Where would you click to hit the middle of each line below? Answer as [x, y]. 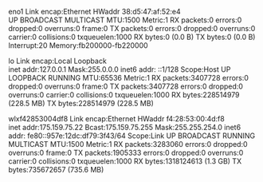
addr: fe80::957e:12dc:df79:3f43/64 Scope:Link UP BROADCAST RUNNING [132, 136]
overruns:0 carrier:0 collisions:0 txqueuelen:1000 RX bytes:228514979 [124, 95]
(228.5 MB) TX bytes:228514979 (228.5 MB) [81, 103]
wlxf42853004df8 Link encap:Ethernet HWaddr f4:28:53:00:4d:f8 [116, 119]
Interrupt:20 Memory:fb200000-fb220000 [79, 45]
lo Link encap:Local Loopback [58, 61]
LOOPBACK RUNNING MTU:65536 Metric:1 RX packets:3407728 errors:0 [129, 78]
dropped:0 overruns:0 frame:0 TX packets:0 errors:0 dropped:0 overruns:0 [132, 28]
